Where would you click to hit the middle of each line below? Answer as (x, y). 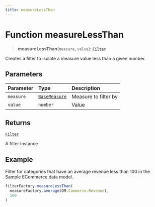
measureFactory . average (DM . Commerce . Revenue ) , (59, 191)
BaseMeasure (52, 97)
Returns (18, 123)
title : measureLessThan (30, 10)
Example (19, 160)
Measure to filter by (95, 97)
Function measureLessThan (65, 34)
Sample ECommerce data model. (39, 177)
